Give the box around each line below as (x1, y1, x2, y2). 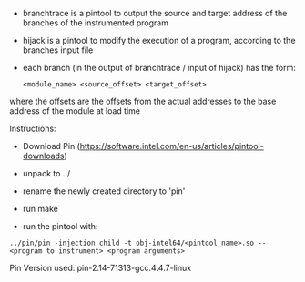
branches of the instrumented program (22, 17, 168, 28)
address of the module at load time (9, 106, 141, 116)
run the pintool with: (22, 221, 98, 231)
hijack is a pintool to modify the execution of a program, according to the (22, 35, 296, 45)
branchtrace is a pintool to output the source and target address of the (22, 8, 288, 18)
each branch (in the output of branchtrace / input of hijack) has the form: (22, 63, 296, 73)
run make (22, 204, 59, 214)
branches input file (22, 45, 94, 55)
